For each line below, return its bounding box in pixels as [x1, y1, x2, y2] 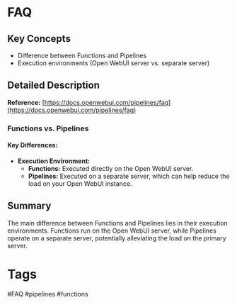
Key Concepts [7, 33, 71, 45]
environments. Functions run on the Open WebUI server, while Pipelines [7, 226, 217, 235]
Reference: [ [7, 98, 45, 106]
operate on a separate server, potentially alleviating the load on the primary [7, 233, 226, 242]
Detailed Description [7, 79, 100, 91]
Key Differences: [7, 141, 58, 150]
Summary [7, 200, 52, 212]
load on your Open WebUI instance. [28, 179, 132, 188]
